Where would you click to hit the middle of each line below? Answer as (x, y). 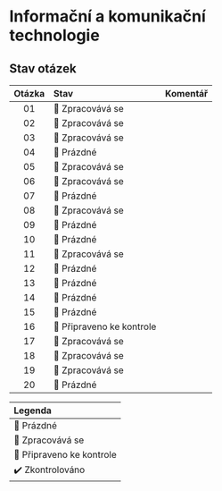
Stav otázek (43, 68)
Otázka (29, 93)
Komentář (186, 93)
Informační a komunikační (108, 17)
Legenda (33, 411)
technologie (54, 35)
